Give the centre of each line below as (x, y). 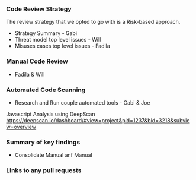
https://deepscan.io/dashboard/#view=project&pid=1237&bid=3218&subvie (98, 120)
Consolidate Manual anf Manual (54, 155)
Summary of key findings (43, 142)
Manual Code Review (37, 61)
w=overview (21, 127)
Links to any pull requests (44, 170)
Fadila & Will (30, 74)
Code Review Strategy (39, 9)
